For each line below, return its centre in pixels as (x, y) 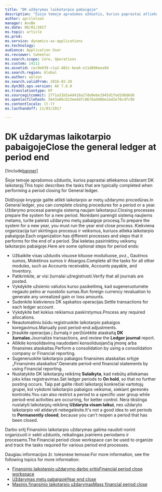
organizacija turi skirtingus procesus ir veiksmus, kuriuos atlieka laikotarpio (80, 231)
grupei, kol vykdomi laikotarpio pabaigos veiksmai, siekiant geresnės (80, 389)
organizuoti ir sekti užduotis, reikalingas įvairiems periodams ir (67, 434)
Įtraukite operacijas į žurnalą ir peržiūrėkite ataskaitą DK (67, 333)
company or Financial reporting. (44, 353)
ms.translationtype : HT (29, 91)
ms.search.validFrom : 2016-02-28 (39, 81)
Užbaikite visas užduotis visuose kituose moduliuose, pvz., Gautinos (80, 255)
